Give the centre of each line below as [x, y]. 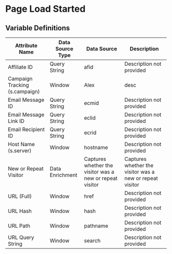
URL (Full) [20, 196]
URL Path [19, 226]
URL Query [21, 237]
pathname [96, 226]
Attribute [26, 46]
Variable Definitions [38, 28]
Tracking [18, 85]
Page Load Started [46, 9]
